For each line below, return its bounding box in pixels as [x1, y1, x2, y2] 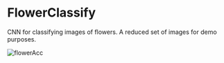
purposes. [7, 35, 37, 43]
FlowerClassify [7, 5, 96, 21]
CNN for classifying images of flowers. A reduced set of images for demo [7, 28, 217, 36]
